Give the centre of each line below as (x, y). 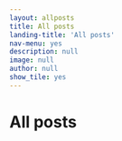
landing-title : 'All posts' (62, 35)
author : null (34, 69)
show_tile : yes (38, 77)
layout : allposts (42, 18)
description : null (44, 52)
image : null (32, 60)
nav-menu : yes (36, 43)
